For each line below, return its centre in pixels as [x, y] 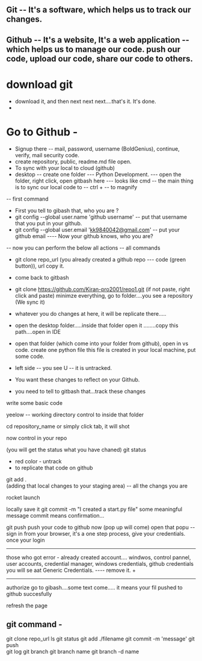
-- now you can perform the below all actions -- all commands [83, 248]
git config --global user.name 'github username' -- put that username [101, 217]
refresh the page [27, 606]
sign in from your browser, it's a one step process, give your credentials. [96, 533]
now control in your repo [37, 438]
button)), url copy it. [40, 266]
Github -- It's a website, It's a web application [93, 39]
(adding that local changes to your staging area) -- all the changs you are [97, 486]
